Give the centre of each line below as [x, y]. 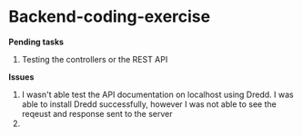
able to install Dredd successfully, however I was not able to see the [149, 104]
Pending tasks [36, 42]
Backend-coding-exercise [110, 17]
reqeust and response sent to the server [97, 113]
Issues [21, 77]
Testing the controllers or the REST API [95, 59]
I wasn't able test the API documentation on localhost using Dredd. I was [157, 94]
